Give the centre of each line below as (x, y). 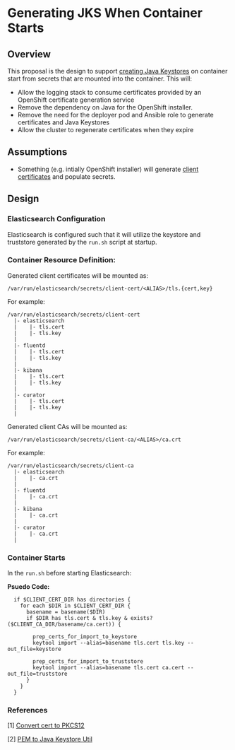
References (28, 710)
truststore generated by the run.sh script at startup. (82, 242)
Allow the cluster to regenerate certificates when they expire (106, 130)
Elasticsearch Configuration (56, 219)
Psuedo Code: (29, 587)
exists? (141, 619)
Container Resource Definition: (62, 260)
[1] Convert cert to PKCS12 (46, 725)
